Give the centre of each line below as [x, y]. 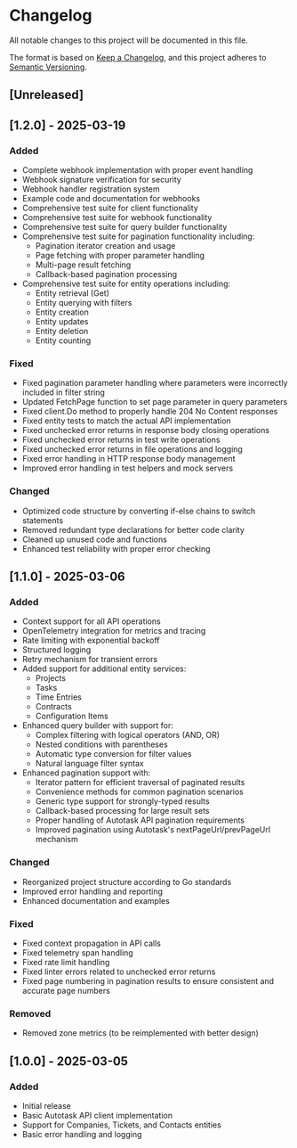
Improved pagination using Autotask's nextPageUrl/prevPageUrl [153, 830]
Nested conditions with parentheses [102, 744]
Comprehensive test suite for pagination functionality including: [138, 236]
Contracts [54, 707]
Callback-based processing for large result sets [122, 811]
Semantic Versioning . [48, 67]
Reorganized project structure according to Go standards [127, 881]
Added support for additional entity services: [104, 668]
